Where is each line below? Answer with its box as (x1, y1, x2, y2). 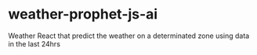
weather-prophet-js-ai (8, 5, 158, 23)
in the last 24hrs (8, 39, 61, 48)
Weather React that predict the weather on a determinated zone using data (8, 31, 250, 40)
